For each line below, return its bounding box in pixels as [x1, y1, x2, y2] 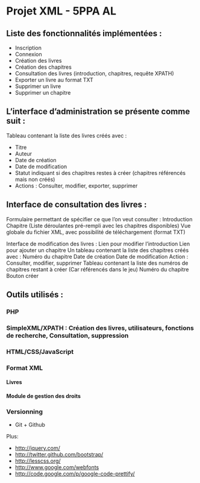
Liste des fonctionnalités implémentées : [6, 28, 162, 39]
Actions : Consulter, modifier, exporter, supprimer [14, 182, 138, 189]
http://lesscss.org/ [14, 457, 61, 465]
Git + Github [14, 421, 45, 429]
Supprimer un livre [14, 83, 61, 90]
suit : [6, 116, 26, 126]
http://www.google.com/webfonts [14, 464, 99, 471]
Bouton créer [6, 272, 39, 279]
